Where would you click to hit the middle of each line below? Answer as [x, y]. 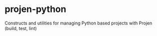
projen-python [36, 9]
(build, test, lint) [21, 28]
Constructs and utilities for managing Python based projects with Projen [78, 23]
